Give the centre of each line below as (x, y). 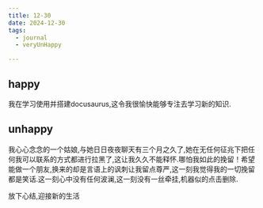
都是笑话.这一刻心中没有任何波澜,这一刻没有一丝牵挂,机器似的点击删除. (124, 179)
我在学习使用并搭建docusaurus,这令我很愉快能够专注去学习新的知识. (120, 104)
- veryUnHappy (38, 45)
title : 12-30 (30, 15)
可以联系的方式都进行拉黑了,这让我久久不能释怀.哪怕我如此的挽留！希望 (139, 159)
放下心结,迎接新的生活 (44, 195)
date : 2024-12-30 (37, 23)
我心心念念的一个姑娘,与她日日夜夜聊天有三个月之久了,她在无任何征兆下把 (128, 149)
